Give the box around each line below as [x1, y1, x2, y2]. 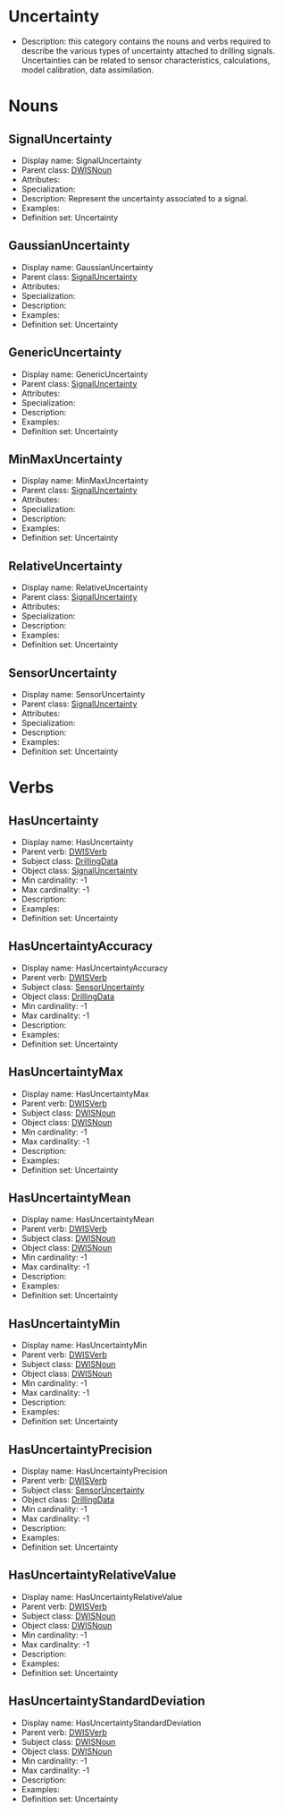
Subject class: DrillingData [21, 856, 119, 866]
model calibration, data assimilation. [21, 64, 155, 75]
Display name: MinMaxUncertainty [21, 475, 149, 486]
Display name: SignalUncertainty [21, 155, 142, 166]
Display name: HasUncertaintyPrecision [21, 1466, 168, 1476]
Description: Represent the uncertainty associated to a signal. [21, 192, 249, 203]
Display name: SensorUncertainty [21, 689, 146, 699]
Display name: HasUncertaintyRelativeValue [21, 1591, 183, 1602]
